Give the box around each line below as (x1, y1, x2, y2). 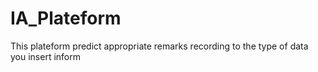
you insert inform (10, 50, 82, 62)
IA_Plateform (10, 7, 122, 30)
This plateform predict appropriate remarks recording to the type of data (10, 40, 309, 52)
